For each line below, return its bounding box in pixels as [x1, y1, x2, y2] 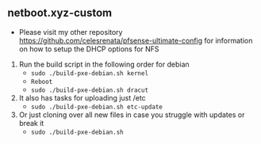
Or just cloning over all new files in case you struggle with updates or [18, 110, 245, 119]
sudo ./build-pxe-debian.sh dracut [30, 86, 148, 94]
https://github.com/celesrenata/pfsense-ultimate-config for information [18, 36, 253, 45]
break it [18, 118, 44, 127]
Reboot [30, 78, 53, 85]
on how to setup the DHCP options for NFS [18, 44, 159, 54]
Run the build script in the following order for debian [18, 59, 190, 69]
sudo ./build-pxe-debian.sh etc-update [30, 103, 163, 111]
